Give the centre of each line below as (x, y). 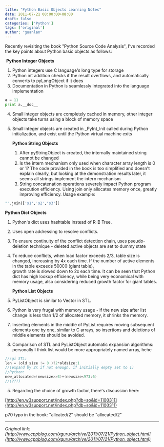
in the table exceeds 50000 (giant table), (53, 266)
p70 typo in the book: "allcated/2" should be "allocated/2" (63, 415)
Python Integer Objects (30, 61)
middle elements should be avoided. (49, 335)
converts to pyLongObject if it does (48, 81)
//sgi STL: (16, 359)
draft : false (18, 19)
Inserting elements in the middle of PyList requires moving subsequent (83, 324)
